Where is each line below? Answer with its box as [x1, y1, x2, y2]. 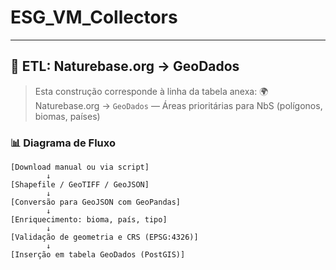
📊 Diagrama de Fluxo [10, 136, 116, 150]
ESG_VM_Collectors [10, 6, 178, 29]
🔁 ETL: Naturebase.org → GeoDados [10, 58, 240, 75]
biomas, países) [34, 110, 101, 122]
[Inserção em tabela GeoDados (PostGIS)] [10, 250, 186, 260]
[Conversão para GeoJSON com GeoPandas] [10, 197, 182, 208]
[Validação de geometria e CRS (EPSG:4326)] [10, 232, 199, 243]
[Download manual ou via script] [10, 162, 150, 173]
